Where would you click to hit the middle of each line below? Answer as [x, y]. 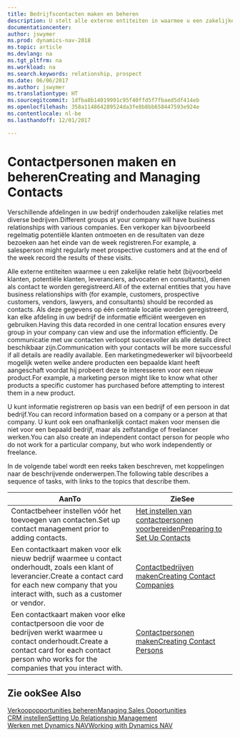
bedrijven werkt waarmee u [57, 632]
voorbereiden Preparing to [179, 528]
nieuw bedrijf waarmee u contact [66, 558]
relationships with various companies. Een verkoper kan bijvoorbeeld [109, 227]
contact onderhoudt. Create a [60, 641]
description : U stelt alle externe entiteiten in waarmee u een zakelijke [121, 21]
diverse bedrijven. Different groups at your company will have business [111, 219]
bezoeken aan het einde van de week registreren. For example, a [102, 242]
